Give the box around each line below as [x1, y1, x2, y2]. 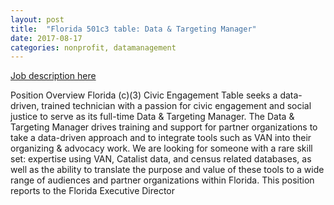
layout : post [10, 14, 65, 25]
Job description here [10, 70, 97, 82]
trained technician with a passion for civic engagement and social [41, 100, 312, 112]
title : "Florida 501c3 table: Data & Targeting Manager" [10, 24, 257, 34]
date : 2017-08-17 [10, 33, 83, 43]
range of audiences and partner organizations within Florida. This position [10, 174, 315, 186]
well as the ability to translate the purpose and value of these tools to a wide [10, 164, 325, 176]
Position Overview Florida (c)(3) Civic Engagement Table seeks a [10, 89, 278, 101]
